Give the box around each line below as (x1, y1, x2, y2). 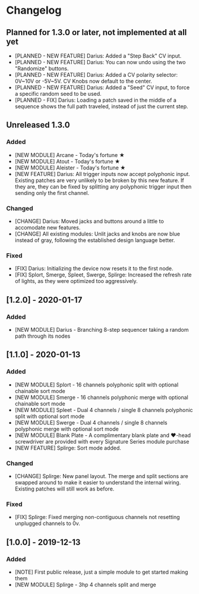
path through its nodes (14, 332, 71, 340)
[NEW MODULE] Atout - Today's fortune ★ (14, 158, 121, 165)
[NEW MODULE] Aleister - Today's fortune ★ (14, 164, 126, 171)
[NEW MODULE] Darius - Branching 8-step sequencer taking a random (14, 326, 189, 333)
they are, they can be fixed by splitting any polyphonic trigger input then (14, 183, 192, 190)
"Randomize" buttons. (14, 65, 69, 72)
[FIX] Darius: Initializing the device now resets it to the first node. (14, 265, 173, 272)
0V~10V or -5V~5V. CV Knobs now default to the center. (14, 78, 153, 84)
